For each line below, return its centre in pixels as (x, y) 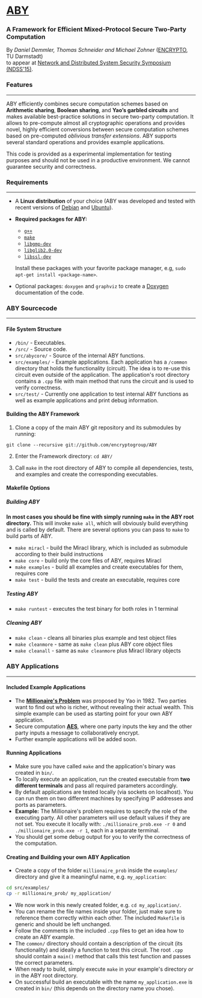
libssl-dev (38, 257)
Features (20, 85)
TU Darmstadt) (25, 56)
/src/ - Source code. (41, 349)
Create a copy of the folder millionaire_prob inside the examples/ (96, 870)
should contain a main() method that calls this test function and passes (103, 956)
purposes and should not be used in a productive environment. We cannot (98, 160)
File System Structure (34, 329)
